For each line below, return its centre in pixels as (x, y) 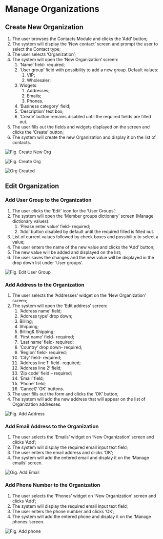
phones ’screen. (28, 521)
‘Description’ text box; (41, 111)
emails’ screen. (27, 463)
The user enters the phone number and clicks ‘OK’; (63, 511)
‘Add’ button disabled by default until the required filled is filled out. (87, 231)
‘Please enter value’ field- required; (55, 226)
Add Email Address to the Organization (52, 426)
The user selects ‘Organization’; (44, 54)
